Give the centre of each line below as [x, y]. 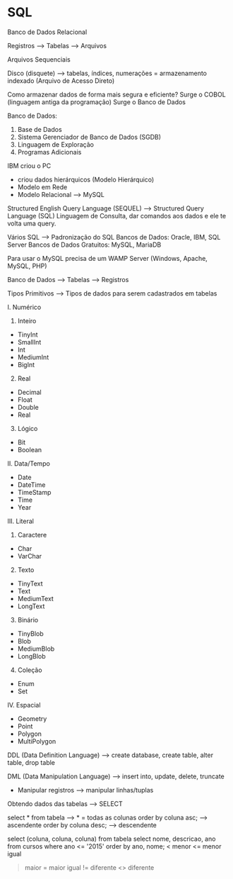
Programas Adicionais [49, 152]
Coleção [30, 670]
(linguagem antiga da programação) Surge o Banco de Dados [96, 102]
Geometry [32, 718]
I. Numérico [24, 307]
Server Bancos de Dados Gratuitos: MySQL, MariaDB [84, 245]
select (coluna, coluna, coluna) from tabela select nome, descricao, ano [112, 839]
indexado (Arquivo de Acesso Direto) [61, 80]
